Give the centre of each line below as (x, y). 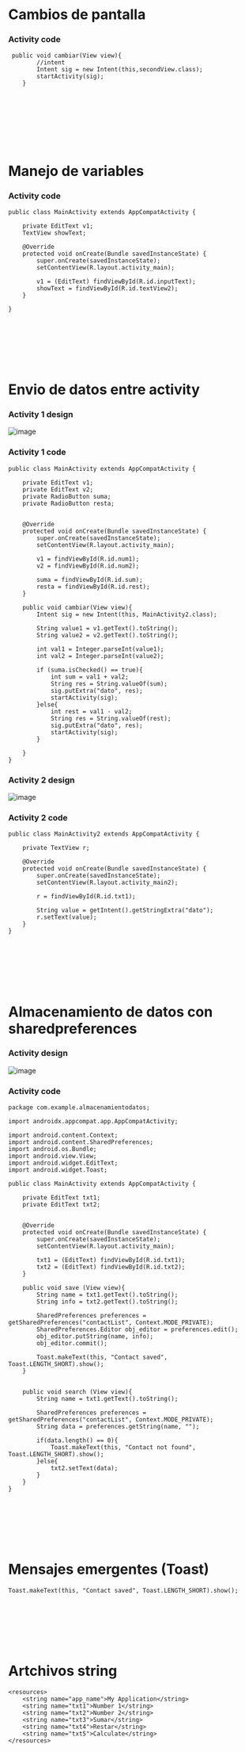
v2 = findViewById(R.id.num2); (88, 566)
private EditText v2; (58, 489)
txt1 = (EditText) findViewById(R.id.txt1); (111, 1260)
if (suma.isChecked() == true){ (90, 670)
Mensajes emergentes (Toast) (109, 1569)
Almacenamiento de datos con (111, 1012)
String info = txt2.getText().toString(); (107, 1302)
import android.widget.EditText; (63, 1163)
